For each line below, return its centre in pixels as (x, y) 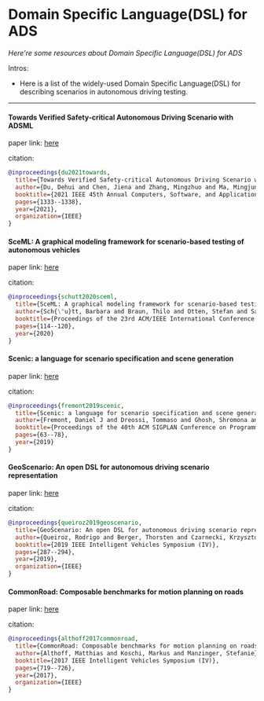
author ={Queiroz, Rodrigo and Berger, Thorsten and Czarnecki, (121, 537)
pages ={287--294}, (46, 552)
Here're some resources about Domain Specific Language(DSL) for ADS (125, 53)
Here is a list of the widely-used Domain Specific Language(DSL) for (130, 83)
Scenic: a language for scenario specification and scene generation (121, 358)
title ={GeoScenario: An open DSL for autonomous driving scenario (126, 530)
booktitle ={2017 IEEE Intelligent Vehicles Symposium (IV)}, (117, 661)
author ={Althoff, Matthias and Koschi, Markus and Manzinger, (119, 653)
